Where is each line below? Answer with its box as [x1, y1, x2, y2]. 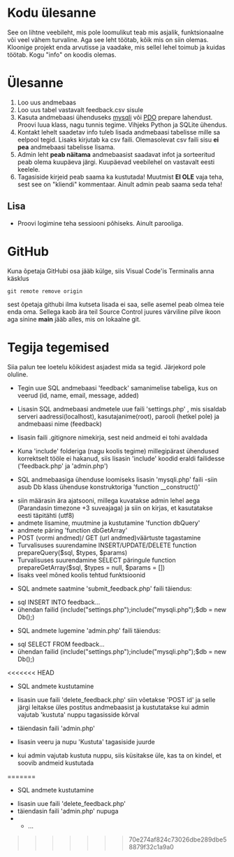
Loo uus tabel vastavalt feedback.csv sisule [17, 105, 144, 114]
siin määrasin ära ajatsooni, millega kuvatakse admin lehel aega [17, 496, 200, 505]
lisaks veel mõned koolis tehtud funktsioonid [17, 570, 145, 579]
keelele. [17, 165, 41, 173]
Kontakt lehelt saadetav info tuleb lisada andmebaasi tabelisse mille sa [17, 128, 221, 136]
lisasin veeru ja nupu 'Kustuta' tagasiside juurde [17, 737, 155, 746]
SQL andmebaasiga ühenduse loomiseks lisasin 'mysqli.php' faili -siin [17, 475, 218, 484]
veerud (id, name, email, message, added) [17, 391, 140, 399]
